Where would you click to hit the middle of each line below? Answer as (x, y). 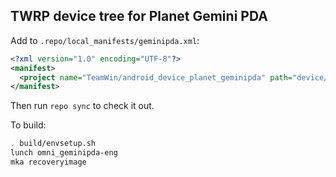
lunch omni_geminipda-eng (64, 153)
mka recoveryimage (48, 162)
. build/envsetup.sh (53, 144)
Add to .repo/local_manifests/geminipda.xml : (105, 40)
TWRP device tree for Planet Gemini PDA (139, 16)
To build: (28, 125)
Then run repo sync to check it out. (82, 106)
